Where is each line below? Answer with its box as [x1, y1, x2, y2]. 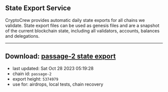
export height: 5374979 [12, 76, 58, 82]
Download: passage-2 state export [5, 52, 116, 61]
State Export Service [5, 4, 71, 12]
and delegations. [5, 33, 40, 39]
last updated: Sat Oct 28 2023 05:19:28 [12, 65, 94, 71]
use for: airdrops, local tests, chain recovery [12, 81, 103, 87]
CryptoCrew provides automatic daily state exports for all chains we [5, 17, 145, 23]
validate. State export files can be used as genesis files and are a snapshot [5, 22, 159, 28]
